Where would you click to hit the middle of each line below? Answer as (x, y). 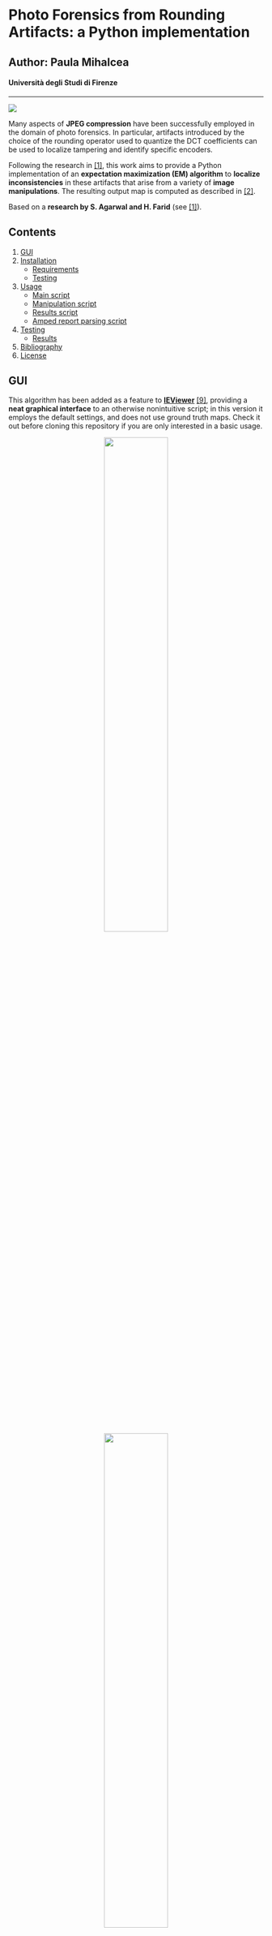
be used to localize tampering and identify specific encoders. (110, 149)
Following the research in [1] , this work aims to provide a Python (115, 165)
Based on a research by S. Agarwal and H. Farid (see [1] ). (105, 207)
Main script (51, 295)
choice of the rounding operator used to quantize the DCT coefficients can (133, 140)
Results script (55, 312)
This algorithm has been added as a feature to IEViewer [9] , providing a (128, 400)
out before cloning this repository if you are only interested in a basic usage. (136, 426)
